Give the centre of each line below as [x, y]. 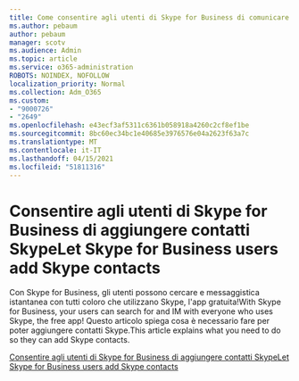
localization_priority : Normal [67, 84]
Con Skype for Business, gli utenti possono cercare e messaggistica [135, 293]
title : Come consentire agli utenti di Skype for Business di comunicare [149, 17]
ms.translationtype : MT [54, 142]
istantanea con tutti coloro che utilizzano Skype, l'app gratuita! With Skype [145, 302]
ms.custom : [29, 100]
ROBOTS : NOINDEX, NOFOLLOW [59, 76]
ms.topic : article [43, 59]
